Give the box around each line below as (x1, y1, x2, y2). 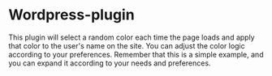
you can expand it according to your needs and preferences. (8, 58, 211, 68)
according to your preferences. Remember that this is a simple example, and (8, 49, 264, 59)
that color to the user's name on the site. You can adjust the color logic (8, 40, 245, 50)
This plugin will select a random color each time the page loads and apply (8, 32, 255, 42)
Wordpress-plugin (8, 6, 136, 24)
